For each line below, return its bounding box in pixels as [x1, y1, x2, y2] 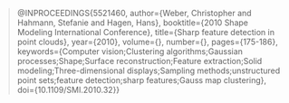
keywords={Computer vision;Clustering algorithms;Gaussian [16, 46, 244, 57]
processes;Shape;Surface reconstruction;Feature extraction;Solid [16, 56, 263, 66]
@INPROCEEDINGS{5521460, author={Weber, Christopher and [16, 8, 252, 18]
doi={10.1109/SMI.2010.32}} [16, 85, 120, 95]
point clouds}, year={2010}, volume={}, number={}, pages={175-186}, [16, 36, 278, 47]
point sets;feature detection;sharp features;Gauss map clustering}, [16, 75, 267, 85]
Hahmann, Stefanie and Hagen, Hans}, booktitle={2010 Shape [16, 17, 248, 28]
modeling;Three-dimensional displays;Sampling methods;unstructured [16, 65, 281, 76]
